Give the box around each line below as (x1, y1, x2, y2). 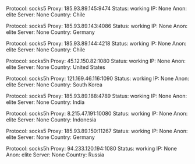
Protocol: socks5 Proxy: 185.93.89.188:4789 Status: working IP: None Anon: (6, 93, 187, 99)
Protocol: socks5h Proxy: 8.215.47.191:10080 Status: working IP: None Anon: (6, 110, 188, 117)
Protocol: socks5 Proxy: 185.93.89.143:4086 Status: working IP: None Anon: (6, 23, 188, 29)
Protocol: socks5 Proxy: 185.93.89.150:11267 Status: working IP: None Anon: (6, 128, 188, 134)
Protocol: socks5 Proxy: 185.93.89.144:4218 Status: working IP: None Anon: (6, 40, 187, 47)
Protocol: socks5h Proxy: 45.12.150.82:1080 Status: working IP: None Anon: (6, 58, 186, 64)
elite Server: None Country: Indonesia (6, 116, 97, 123)
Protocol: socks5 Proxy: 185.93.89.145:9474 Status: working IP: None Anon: (6, 5, 187, 12)
